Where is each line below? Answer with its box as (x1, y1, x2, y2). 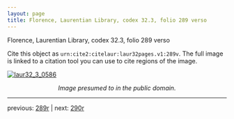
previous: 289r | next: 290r (7, 104, 85, 112)
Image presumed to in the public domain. (58, 84, 176, 92)
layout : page (7, 10, 45, 17)
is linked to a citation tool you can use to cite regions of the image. (7, 56, 198, 65)
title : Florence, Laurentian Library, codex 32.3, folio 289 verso (7, 17, 208, 24)
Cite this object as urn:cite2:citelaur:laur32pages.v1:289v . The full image (7, 49, 224, 58)
